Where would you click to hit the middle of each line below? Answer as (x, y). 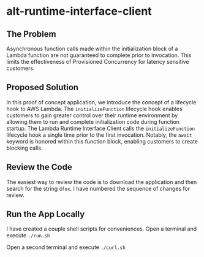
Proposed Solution (42, 87)
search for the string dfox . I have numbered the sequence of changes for (98, 188)
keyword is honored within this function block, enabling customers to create (102, 141)
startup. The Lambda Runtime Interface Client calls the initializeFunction (101, 128)
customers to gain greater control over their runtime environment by (92, 115)
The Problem (31, 34)
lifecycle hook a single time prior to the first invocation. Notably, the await (99, 135)
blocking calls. (25, 148)
